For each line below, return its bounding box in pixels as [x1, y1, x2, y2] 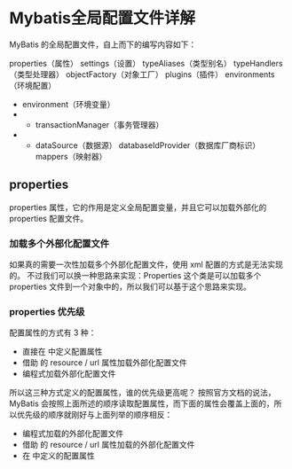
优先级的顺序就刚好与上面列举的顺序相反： [16, 410, 173, 420]
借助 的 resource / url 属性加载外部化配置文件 [21, 357, 188, 368]
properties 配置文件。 [9, 213, 89, 223]
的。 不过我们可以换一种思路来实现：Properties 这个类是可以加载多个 [9, 270, 262, 281]
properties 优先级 [9, 305, 85, 317]
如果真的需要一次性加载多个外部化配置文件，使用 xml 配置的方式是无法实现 [9, 259, 284, 270]
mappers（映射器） [35, 151, 107, 161]
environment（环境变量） [21, 98, 115, 109]
